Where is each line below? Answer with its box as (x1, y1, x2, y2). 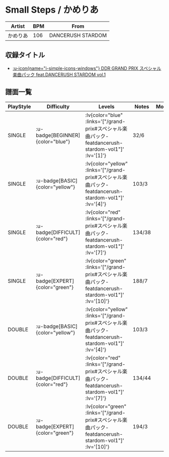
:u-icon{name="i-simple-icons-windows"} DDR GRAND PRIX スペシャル (12, 65, 161, 71)
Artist (11, 23, 25, 30)
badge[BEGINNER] (36, 132, 80, 139)
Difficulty (46, 103, 70, 110)
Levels (98, 103, 115, 110)
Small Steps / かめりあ (5, 4, 99, 16)
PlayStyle (8, 103, 31, 110)
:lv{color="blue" (85, 111, 123, 119)
